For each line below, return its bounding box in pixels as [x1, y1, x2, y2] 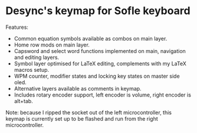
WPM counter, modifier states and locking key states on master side [14, 72, 180, 79]
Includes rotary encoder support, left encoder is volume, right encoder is [14, 91, 191, 98]
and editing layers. [14, 54, 60, 61]
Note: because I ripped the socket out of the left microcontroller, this [5, 109, 172, 116]
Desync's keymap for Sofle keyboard [5, 4, 191, 18]
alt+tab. [14, 97, 33, 104]
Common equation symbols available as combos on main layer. [14, 35, 168, 42]
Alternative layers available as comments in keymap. [14, 85, 142, 92]
